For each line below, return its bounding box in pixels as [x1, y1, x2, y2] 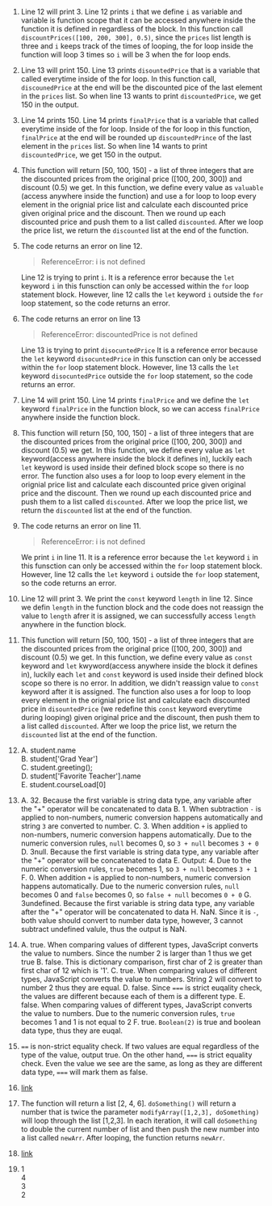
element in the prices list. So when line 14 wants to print [20, 141, 208, 150]
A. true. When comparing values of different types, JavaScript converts [20, 940, 259, 949]
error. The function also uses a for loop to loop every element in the [20, 471, 245, 480]
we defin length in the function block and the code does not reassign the [20, 602, 264, 612]
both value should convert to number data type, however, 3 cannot [20, 916, 244, 925]
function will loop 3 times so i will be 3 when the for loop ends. [20, 50, 231, 59]
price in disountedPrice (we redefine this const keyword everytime [20, 704, 243, 714]
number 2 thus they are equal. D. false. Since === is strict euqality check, [20, 983, 263, 993]
